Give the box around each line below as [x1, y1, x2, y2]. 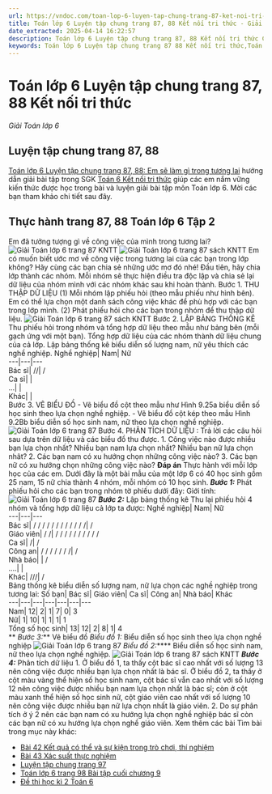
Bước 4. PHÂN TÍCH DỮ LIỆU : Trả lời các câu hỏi [98, 426, 261, 435]
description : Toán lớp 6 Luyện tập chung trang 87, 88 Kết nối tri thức [8, 34, 259, 43]
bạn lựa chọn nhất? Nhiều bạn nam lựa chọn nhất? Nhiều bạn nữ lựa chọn [8, 443, 253, 452]
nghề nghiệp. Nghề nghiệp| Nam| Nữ [8, 348, 132, 358]
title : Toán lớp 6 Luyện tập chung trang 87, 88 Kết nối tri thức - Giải [8, 19, 263, 28]
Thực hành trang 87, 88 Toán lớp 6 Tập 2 [8, 215, 216, 229]
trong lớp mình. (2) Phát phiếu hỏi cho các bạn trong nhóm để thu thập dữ [8, 305, 255, 315]
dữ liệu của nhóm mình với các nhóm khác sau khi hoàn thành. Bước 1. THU [8, 279, 260, 289]
